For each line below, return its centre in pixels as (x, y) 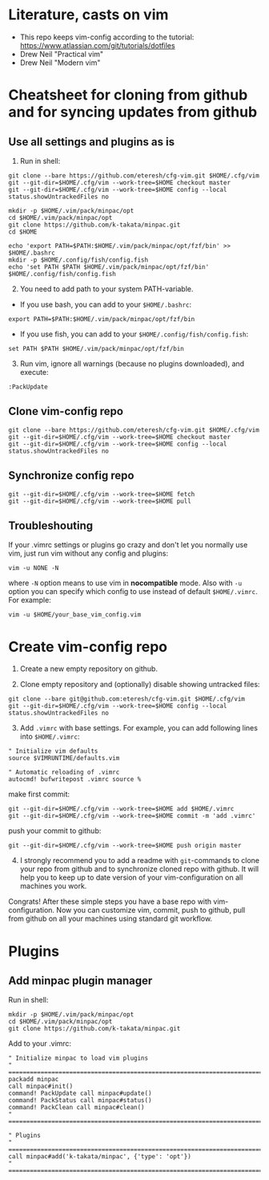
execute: (34, 372)
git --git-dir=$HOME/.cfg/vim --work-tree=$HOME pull (100, 501)
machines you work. (53, 886)
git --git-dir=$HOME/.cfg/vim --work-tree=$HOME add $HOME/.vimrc (121, 809)
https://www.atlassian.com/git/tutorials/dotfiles (97, 45)
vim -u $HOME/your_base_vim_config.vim (75, 615)
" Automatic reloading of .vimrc (64, 772)
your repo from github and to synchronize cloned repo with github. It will (139, 869)
